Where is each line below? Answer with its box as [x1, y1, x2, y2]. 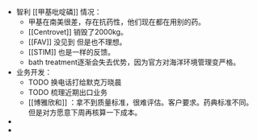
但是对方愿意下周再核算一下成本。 [27, 108, 142, 117]
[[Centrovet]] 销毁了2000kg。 [27, 27, 128, 36]
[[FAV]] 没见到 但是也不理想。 [27, 37, 127, 47]
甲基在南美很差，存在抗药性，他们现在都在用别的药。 [27, 17, 206, 27]
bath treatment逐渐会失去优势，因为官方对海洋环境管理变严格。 [27, 57, 241, 67]
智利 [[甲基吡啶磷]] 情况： [15, 7, 103, 16]
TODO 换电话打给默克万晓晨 [27, 77, 122, 87]
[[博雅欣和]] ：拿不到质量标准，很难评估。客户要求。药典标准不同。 [27, 97, 253, 107]
